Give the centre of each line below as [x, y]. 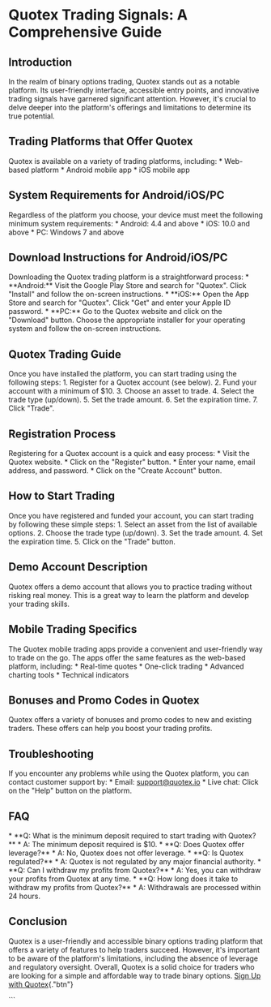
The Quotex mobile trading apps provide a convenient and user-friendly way [135, 649]
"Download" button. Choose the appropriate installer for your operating [127, 320]
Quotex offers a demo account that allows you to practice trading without [130, 587]
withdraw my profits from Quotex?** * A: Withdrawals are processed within [135, 887]
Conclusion [38, 921]
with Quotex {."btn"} [41, 984]
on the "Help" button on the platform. [70, 791]
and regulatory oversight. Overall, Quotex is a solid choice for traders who [131, 966]
